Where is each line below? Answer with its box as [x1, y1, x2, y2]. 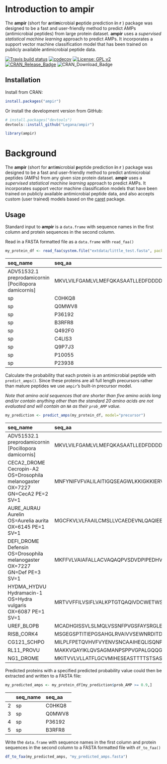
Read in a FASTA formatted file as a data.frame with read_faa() [5, 239, 134, 245]
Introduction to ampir [5, 3, 94, 15]
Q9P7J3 [54, 343, 75, 350]
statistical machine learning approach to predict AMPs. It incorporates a [5, 36, 153, 42]
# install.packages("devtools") [5, 117, 72, 123]
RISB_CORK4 [7, 630, 38, 637]
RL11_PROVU [7, 646, 40, 653]
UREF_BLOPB [7, 622, 39, 629]
